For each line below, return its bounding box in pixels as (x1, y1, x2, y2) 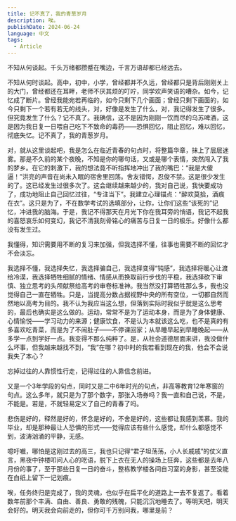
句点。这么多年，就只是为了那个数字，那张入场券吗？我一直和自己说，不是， (7, 391, 229, 398)
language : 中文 (7, 30, 50, 37)
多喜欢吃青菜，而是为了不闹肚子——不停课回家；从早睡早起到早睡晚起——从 (7, 325, 229, 334)
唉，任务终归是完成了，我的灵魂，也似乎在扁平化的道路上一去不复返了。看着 (7, 489, 229, 496)
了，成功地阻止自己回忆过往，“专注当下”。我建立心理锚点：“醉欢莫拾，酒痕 (7, 190, 225, 198)
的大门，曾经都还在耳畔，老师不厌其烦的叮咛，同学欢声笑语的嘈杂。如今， (7, 87, 223, 95)
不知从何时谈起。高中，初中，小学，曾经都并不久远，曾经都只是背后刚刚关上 (7, 78, 229, 87)
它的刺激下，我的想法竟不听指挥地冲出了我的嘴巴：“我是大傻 (37, 163, 214, 172)
